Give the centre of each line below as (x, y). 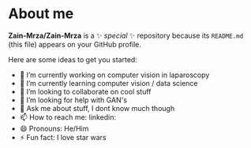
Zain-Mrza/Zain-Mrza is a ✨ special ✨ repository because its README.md (126, 35)
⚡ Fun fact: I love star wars (63, 137)
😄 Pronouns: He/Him (54, 128)
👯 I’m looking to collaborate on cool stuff (85, 91)
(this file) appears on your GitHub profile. (75, 44)
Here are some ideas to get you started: (73, 59)
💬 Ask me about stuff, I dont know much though (97, 108)
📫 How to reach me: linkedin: (68, 117)
